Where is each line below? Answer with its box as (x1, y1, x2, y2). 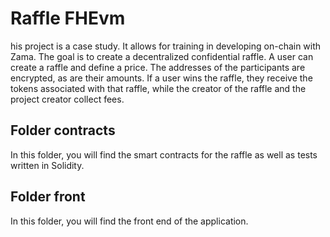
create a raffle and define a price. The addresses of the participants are (10, 61, 306, 73)
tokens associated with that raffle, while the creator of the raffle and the (10, 82, 307, 94)
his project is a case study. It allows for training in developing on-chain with (10, 40, 322, 52)
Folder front (10, 188, 86, 206)
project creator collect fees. (10, 93, 125, 105)
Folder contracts (10, 122, 116, 139)
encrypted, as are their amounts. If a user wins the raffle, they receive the (10, 72, 313, 84)
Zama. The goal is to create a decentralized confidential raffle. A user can (10, 50, 314, 62)
